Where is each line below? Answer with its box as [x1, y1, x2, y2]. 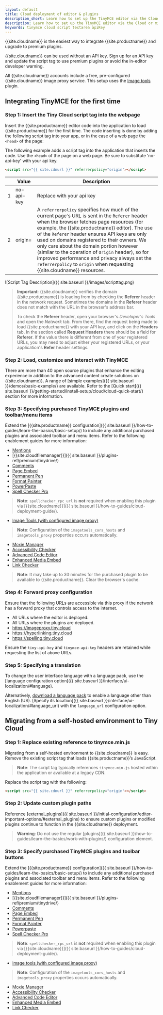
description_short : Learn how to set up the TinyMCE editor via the [5, 16, 147, 21]
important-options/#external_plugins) [5, 816, 80, 822]
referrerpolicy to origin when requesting [37, 260, 134, 267]
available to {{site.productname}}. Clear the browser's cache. [16, 577, 140, 582]
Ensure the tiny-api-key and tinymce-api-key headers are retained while [5, 644, 151, 650]
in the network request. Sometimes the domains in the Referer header [16, 299, 157, 305]
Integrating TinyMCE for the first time [5, 97, 121, 105]
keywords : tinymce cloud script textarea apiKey [5, 25, 105, 30]
